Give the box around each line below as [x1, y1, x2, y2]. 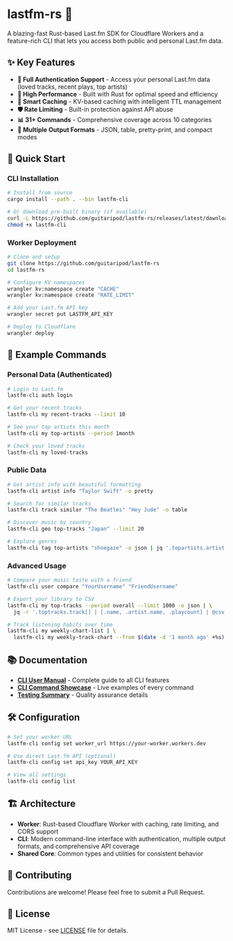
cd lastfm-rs [7, 266, 45, 273]
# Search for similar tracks [7, 500, 92, 507]
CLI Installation [7, 173, 59, 183]
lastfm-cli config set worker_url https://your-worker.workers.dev [7, 740, 207, 747]
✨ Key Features [7, 57, 75, 69]
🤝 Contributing [7, 870, 72, 881]
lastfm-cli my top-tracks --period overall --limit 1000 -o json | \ [7, 602, 213, 609]
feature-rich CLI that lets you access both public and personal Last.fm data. [7, 36, 223, 44]
